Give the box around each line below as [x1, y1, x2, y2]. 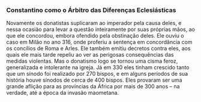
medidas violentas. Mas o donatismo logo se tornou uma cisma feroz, [6, 57, 178, 65]
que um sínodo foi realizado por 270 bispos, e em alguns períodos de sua [6, 70, 188, 78]
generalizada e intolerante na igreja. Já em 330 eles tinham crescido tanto [6, 64, 190, 71]
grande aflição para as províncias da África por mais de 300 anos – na [6, 83, 180, 90]
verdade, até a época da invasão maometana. [6, 89, 119, 97]
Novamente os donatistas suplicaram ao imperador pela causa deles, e [6, 20, 182, 27]
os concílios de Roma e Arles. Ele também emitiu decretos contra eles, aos [6, 45, 191, 52]
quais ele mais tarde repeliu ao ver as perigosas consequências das [6, 51, 174, 58]
